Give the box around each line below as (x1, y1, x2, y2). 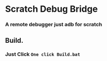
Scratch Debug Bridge (5, 3, 98, 15)
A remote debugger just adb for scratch (5, 21, 103, 28)
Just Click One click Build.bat (5, 51, 80, 58)
